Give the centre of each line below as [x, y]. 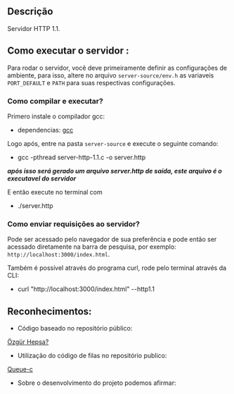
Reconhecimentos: [50, 311]
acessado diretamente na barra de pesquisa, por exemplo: [92, 247]
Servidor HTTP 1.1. [34, 28]
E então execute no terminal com [55, 192]
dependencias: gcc [45, 130]
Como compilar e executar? [55, 101]
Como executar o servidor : [68, 51]
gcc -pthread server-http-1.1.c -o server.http [82, 157]
